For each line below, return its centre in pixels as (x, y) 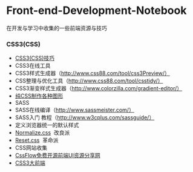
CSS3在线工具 (33, 66)
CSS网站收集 (31, 148)
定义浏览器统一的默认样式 (47, 125)
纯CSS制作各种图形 (39, 96)
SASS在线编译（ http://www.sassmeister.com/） (74, 110)
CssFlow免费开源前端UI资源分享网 (58, 156)
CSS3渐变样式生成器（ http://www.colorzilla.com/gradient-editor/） (99, 88)
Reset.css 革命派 (37, 141)
